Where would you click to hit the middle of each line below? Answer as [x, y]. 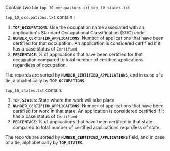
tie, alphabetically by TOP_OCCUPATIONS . [45, 80]
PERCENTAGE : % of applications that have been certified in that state [82, 122]
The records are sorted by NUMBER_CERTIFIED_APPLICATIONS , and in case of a [85, 75]
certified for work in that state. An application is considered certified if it [88, 111]
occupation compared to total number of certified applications [78, 60]
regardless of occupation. [40, 65]
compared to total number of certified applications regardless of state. [87, 127]
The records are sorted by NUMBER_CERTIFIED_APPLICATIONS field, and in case [85, 137]
